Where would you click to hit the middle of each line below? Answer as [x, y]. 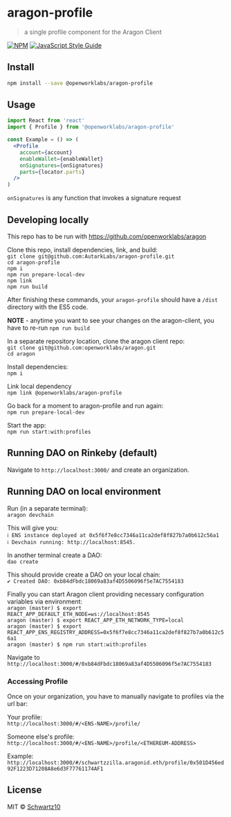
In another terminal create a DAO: [55, 555]
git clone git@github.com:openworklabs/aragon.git [82, 348]
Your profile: [25, 717]
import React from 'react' [46, 121]
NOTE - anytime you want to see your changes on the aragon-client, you [111, 320]
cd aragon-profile [34, 263]
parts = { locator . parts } [52, 172]
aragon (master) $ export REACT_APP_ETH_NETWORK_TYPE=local [96, 620]
